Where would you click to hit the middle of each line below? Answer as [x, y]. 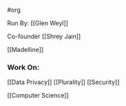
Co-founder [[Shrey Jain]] [44, 36]
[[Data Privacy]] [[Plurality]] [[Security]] [63, 82]
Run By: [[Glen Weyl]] [38, 23]
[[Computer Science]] [38, 96]
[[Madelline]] [25, 50]
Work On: [23, 67]
